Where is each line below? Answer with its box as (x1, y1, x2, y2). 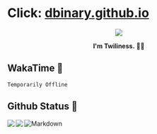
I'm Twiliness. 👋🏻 (93, 41, 145, 50)
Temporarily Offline (7, 81, 69, 88)
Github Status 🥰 (7, 101, 78, 113)
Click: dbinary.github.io (7, 5, 150, 21)
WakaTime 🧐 (7, 62, 64, 74)
